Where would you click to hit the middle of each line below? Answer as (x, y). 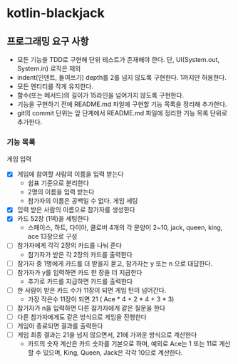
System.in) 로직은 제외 (49, 68)
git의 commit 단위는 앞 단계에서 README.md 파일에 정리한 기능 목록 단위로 (122, 113)
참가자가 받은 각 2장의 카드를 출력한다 (80, 254)
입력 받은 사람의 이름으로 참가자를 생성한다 (76, 210)
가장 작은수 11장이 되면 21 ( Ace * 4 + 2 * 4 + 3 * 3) (101, 299)
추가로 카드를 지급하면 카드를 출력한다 (80, 281)
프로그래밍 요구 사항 (48, 41)
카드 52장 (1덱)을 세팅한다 (53, 219)
